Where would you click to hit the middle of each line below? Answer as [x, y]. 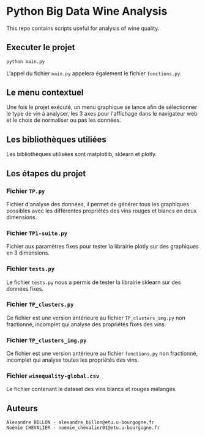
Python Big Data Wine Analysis [87, 11]
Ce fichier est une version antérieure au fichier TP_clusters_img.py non [96, 318]
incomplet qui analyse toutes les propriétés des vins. [73, 360]
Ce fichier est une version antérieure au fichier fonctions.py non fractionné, [102, 354]
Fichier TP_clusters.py [40, 304]
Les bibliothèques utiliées [57, 139]
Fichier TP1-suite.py [37, 233]
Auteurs [22, 408]
